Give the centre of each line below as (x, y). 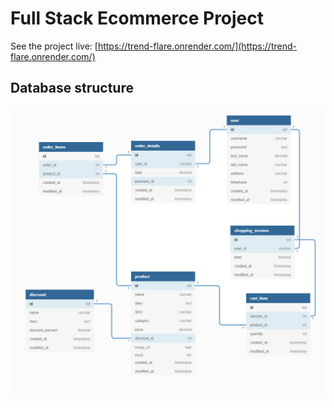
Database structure (72, 88)
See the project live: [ (54, 46)
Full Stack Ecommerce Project (137, 18)
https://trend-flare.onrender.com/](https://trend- (197, 46)
